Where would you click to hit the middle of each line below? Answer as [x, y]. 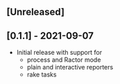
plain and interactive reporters [70, 67]
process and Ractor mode [64, 60]
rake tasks [42, 75]
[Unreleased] [36, 12]
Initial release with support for [59, 53]
